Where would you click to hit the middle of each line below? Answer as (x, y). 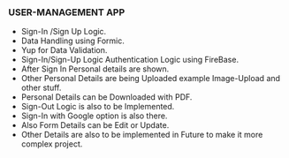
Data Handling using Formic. (73, 41)
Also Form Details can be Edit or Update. (95, 125)
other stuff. (41, 88)
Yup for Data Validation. (64, 50)
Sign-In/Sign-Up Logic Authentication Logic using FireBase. (130, 60)
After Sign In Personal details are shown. (95, 69)
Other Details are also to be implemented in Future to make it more (142, 135)
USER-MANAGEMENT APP (67, 12)
